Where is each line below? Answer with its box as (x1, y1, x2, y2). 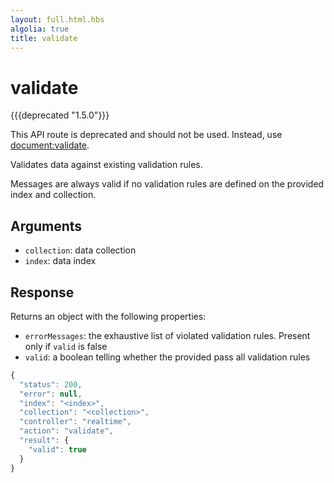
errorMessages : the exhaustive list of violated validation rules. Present (24, 329, 311, 341)
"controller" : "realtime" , (19, 417, 132, 427)
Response (10, 284, 75, 301)
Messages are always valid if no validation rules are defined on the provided (10, 178, 325, 190)
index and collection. (10, 189, 97, 201)
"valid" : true (28, 444, 87, 455)
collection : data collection (24, 244, 137, 256)
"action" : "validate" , (19, 426, 114, 436)
